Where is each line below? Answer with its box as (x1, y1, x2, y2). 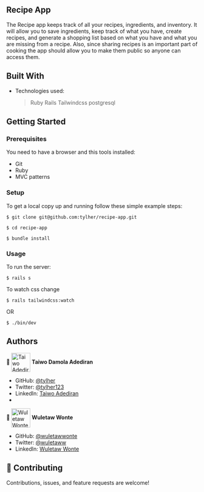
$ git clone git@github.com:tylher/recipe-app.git (6, 214, 137, 220)
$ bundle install (6, 235, 50, 241)
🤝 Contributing (6, 463, 63, 473)
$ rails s (6, 275, 32, 281)
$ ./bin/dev (6, 319, 36, 326)
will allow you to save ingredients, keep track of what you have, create (6, 27, 182, 35)
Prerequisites (6, 134, 47, 143)
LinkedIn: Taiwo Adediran (15, 389, 79, 397)
